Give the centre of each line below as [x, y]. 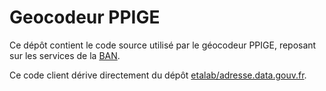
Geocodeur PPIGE [85, 17]
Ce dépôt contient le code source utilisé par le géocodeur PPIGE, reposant [163, 45]
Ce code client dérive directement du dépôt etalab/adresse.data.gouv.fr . [158, 75]
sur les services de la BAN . [65, 55]
